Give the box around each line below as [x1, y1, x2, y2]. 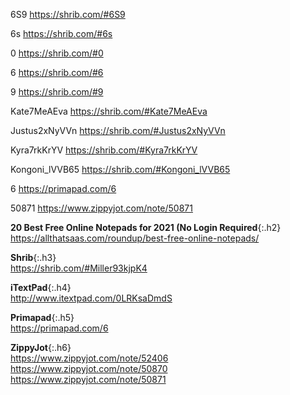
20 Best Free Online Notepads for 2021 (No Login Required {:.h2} [10, 222, 282, 233]
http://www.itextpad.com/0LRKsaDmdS [10, 292, 173, 304]
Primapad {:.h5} [10, 312, 75, 323]
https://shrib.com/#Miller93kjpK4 [10, 262, 148, 274]
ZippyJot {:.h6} [10, 342, 72, 353]
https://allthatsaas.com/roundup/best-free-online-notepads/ [10, 232, 260, 244]
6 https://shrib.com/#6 [10, 67, 104, 78]
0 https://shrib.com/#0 [10, 47, 104, 59]
